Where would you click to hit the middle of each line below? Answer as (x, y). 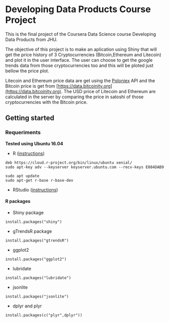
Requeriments (23, 133)
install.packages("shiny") (34, 222)
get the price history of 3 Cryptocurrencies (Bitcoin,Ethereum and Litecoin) (83, 55)
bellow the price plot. (27, 71)
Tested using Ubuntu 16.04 (34, 143)
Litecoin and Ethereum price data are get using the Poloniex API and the (80, 80)
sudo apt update (22, 176)
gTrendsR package (32, 231)
